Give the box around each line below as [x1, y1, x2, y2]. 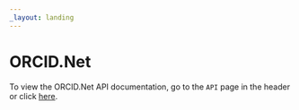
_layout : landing [9, 13, 75, 22]
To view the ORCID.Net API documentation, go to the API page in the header [9, 81, 290, 92]
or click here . [9, 90, 58, 101]
